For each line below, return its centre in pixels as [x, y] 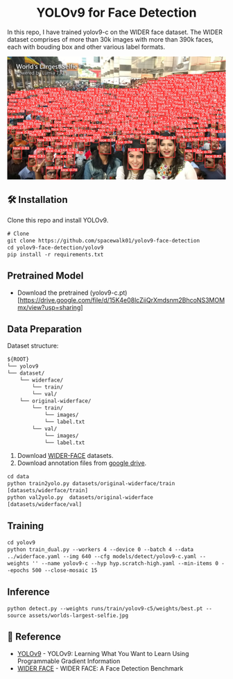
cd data [18, 477]
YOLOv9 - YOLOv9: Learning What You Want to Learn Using [103, 653]
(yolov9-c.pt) [109, 293]
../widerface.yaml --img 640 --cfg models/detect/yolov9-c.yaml [102, 557]
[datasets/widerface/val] [44, 505]
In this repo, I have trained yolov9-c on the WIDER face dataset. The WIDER [115, 32]
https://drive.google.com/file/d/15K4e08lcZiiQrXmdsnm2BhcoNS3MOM [122, 300]
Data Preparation [44, 329]
